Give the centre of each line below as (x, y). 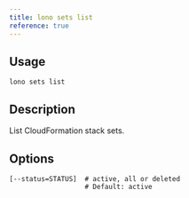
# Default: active (118, 186)
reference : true (39, 26)
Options (32, 158)
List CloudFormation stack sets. (67, 131)
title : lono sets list (51, 17)
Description (42, 109)
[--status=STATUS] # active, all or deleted (94, 178)
